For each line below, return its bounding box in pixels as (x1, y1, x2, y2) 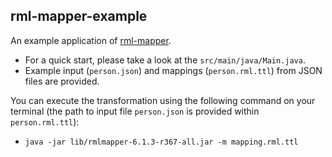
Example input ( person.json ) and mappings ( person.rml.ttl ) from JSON (24, 64, 323, 76)
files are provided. (24, 75, 100, 87)
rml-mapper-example (10, 8, 148, 25)
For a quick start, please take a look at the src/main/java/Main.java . (24, 54, 306, 66)
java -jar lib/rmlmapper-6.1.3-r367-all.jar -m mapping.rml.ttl (24, 137, 299, 147)
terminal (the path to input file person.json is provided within (10, 105, 260, 117)
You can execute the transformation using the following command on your (10, 94, 316, 106)
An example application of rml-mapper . (10, 34, 172, 46)
